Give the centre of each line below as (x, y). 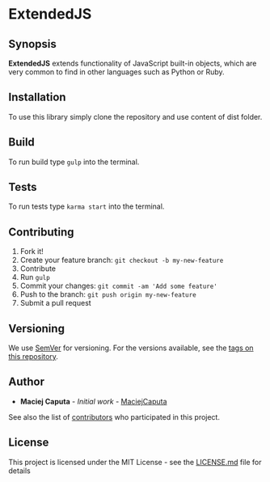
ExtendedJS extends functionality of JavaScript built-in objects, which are (133, 63)
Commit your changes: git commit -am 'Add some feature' (119, 286)
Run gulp (35, 277)
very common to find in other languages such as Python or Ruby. (116, 72)
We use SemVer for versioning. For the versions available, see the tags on (131, 348)
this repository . (34, 357)
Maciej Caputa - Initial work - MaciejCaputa (93, 401)
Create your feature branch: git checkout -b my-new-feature (122, 260)
